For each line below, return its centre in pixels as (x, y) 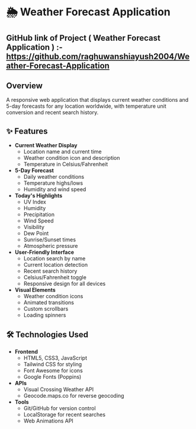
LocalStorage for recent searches (64, 415)
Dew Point (36, 233)
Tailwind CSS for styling (53, 365)
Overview (25, 86)
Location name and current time (62, 151)
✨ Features (27, 131)
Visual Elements (35, 290)
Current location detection (55, 265)
